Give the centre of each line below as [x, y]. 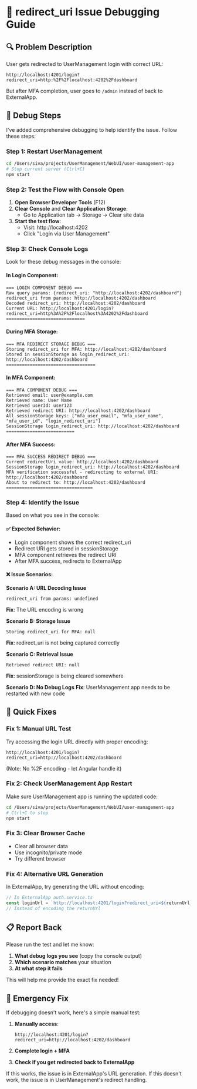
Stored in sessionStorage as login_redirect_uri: [68, 354]
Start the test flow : [38, 221]
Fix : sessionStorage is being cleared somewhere [65, 676]
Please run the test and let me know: [50, 945]
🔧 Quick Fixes [31, 712]
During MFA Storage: [32, 331]
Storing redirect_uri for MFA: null [51, 632]
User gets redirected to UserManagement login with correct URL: [85, 64]
